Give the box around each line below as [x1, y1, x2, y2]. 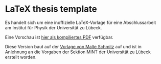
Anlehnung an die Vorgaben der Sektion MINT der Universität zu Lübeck [5, 49, 151, 55]
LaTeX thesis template [5, 3, 97, 15]
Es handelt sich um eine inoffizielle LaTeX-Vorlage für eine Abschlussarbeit [5, 20, 156, 25]
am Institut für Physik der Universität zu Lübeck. [5, 24, 102, 30]
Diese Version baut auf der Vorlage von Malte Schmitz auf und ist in [5, 43, 142, 49]
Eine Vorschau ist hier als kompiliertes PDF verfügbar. [5, 34, 114, 40]
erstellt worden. [5, 54, 37, 60]
